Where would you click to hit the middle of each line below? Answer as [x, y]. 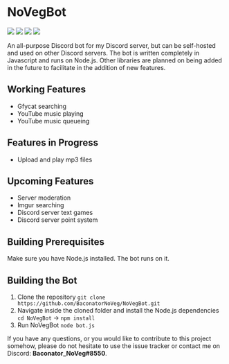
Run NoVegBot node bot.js [56, 325]
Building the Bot [42, 280]
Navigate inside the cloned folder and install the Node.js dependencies [118, 310]
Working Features [47, 90]
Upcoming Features [51, 181]
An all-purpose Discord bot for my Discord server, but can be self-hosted [111, 45]
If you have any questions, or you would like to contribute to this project [109, 338]
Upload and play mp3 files [55, 159]
